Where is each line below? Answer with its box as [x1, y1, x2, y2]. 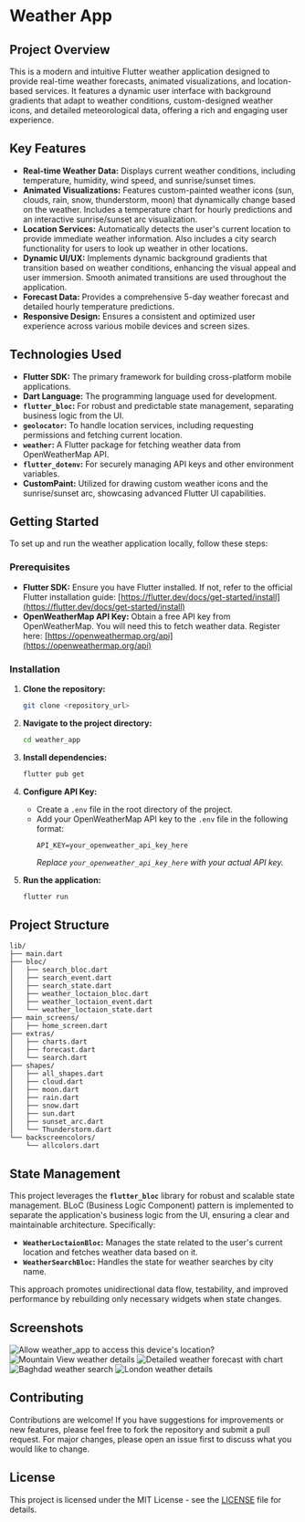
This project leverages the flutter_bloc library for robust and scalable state [9, 1191, 295, 1202]
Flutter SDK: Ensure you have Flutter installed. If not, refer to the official [22, 582, 293, 593]
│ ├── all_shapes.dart [9, 1069, 104, 1078]
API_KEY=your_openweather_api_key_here [36, 841, 189, 850]
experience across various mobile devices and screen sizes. [22, 320, 250, 331]
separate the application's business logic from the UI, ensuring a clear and [9, 1210, 290, 1221]
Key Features [9, 141, 87, 156]
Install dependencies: [22, 751, 108, 762]
